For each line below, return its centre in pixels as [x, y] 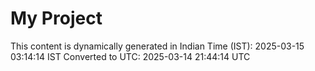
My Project [56, 18]
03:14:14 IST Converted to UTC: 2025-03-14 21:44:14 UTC [130, 56]
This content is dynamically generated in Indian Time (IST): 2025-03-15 [157, 46]
